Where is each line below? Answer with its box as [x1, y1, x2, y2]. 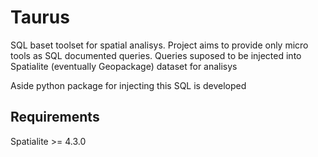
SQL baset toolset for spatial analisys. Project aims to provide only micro [10, 39, 309, 51]
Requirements [10, 109, 100, 126]
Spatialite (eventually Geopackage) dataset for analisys [10, 60, 238, 72]
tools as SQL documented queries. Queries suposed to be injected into [10, 49, 302, 61]
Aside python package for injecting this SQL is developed [10, 79, 247, 91]
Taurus [10, 6, 70, 29]
